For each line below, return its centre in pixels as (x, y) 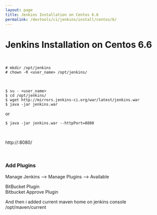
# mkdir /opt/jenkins (28, 68)
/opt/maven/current (26, 207)
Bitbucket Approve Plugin (32, 192)
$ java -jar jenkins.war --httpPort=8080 (50, 123)
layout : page (19, 10)
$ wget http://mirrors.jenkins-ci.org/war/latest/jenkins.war (72, 100)
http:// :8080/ (19, 142)
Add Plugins (21, 166)
